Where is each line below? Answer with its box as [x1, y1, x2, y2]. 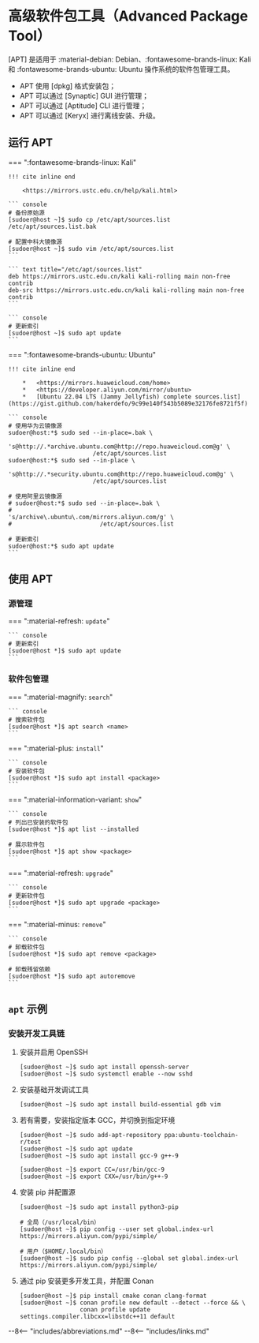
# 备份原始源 [8, 208, 45, 217]
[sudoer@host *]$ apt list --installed [8, 825, 139, 833]
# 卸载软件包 [8, 943, 45, 951]
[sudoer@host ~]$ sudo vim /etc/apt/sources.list [8, 245, 175, 253]
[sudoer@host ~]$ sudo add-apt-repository [19, 1132, 161, 1139]
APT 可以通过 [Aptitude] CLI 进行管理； [19, 100, 147, 110]
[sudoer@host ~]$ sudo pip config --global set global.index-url [19, 1255, 239, 1263]
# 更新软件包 [8, 892, 45, 900]
